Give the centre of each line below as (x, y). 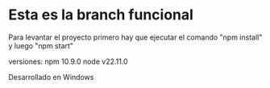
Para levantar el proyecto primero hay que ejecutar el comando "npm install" (135, 37)
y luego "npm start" (41, 45)
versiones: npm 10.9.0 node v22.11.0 (68, 61)
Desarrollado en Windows (51, 77)
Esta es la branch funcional (101, 15)
